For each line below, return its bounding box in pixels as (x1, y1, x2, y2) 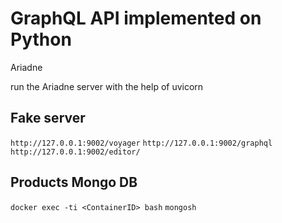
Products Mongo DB (10, 174, 138, 191)
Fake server (10, 110, 86, 127)
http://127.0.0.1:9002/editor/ (10, 147, 141, 157)
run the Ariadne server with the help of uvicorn (10, 80, 204, 92)
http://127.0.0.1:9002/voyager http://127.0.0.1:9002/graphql (10, 138, 273, 148)
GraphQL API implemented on (10, 7, 262, 30)
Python (10, 28, 72, 51)
